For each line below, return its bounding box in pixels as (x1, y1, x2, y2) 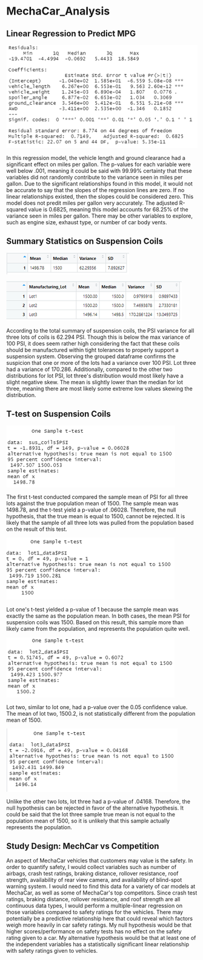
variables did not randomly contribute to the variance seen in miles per (6, 173, 183, 181)
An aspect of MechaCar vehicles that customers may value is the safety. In (6, 857, 193, 864)
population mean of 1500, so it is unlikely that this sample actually (6, 817, 170, 824)
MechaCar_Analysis (6, 4, 110, 18)
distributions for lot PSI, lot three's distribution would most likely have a (6, 372, 184, 379)
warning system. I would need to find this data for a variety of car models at (6, 883, 196, 890)
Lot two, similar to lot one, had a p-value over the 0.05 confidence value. (6, 703, 188, 710)
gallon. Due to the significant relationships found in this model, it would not (6, 180, 193, 187)
